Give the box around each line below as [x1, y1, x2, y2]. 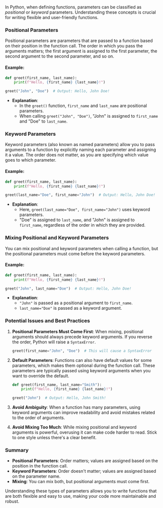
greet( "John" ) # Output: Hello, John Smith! [12, 396, 106, 401]
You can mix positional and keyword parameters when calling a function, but [5, 245, 158, 251]
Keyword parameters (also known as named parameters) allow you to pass [5, 142, 155, 148]
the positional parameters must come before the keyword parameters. [5, 251, 145, 256]
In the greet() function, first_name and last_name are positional [19, 103, 147, 109]
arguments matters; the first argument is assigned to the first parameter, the [5, 48, 157, 54]
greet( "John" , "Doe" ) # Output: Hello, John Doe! [5, 89, 110, 94]
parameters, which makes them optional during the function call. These [12, 362, 155, 368]
